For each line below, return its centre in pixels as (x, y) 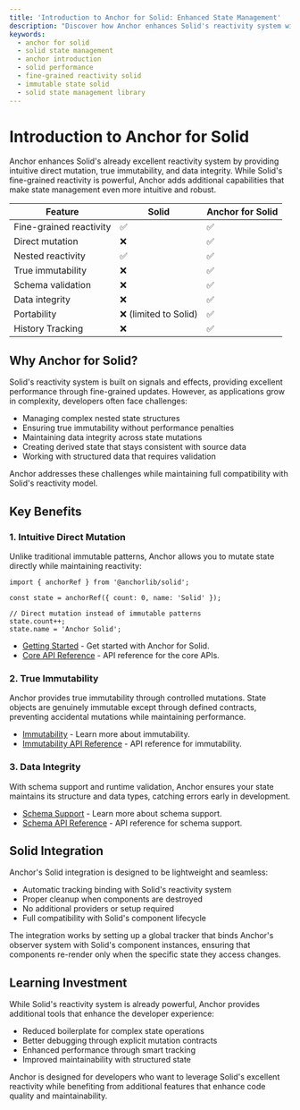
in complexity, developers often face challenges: (98, 401)
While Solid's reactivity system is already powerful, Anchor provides (135, 1004)
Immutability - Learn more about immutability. (106, 734)
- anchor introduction (59, 59)
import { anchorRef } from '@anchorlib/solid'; (100, 582)
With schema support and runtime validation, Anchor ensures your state (142, 786)
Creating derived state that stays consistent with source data (134, 447)
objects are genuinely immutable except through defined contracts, (133, 708)
